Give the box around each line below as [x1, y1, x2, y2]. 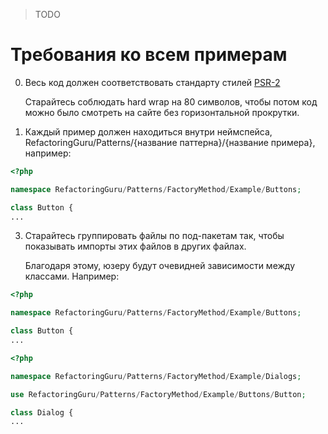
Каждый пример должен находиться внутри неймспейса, [24, 125, 273, 138]
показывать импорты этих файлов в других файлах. [24, 240, 247, 253]
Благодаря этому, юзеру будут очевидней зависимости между [24, 260, 296, 272]
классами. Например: [24, 270, 120, 283]
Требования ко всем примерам [10, 44, 288, 66]
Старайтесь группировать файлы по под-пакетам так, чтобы [24, 230, 285, 242]
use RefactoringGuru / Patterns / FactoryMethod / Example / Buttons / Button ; [10, 389, 307, 399]
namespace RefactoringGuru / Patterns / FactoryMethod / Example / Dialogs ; [10, 371, 302, 381]
